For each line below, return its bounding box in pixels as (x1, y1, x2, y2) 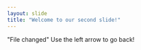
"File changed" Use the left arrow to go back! (7, 35, 135, 43)
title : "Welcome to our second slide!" (7, 16, 121, 23)
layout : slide (7, 10, 48, 17)
